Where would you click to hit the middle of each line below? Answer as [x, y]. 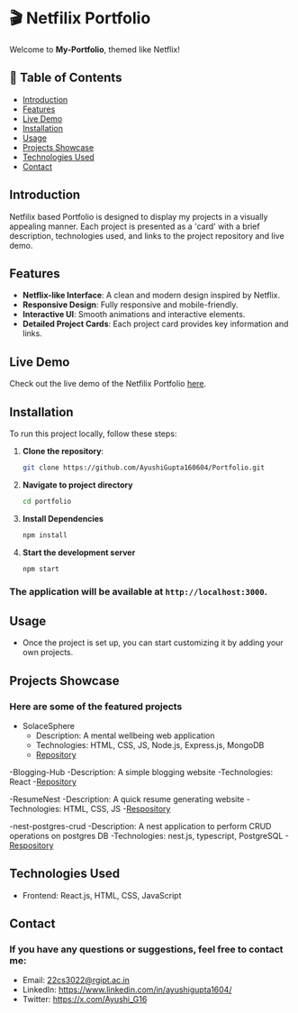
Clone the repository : [63, 451]
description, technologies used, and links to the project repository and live [147, 235]
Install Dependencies [63, 518]
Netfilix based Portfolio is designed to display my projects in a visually [139, 216]
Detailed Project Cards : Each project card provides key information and [155, 324]
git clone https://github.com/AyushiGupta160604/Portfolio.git [144, 468]
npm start [41, 569]
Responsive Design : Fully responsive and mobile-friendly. [130, 305]
